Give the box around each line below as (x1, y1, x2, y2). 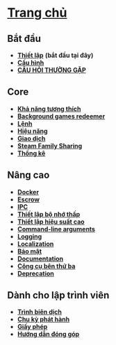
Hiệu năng (17, 127, 48, 135)
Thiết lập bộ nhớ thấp (17, 210, 81, 218)
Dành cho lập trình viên (7, 289, 110, 301)
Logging (17, 232, 42, 240)
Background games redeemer (17, 112, 106, 120)
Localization (17, 239, 54, 248)
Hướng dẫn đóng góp (17, 330, 80, 339)
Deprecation (17, 269, 54, 277)
